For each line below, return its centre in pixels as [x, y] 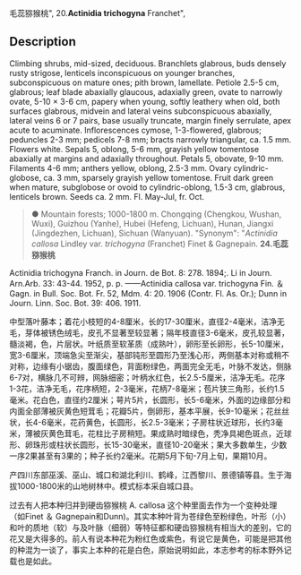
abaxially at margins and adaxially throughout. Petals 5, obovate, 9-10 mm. [146, 159]
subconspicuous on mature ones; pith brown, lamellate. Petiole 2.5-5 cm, [144, 82]
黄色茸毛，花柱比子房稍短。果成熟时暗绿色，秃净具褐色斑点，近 [166, 433]
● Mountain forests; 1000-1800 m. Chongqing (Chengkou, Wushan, [156, 214]
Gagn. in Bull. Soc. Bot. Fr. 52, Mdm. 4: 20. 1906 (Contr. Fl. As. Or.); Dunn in [148, 293]
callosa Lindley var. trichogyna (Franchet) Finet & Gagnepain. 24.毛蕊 [159, 244]
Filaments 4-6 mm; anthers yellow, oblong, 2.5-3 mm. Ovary [120, 167]
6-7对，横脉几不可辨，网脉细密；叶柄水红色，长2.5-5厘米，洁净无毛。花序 [147, 377]
